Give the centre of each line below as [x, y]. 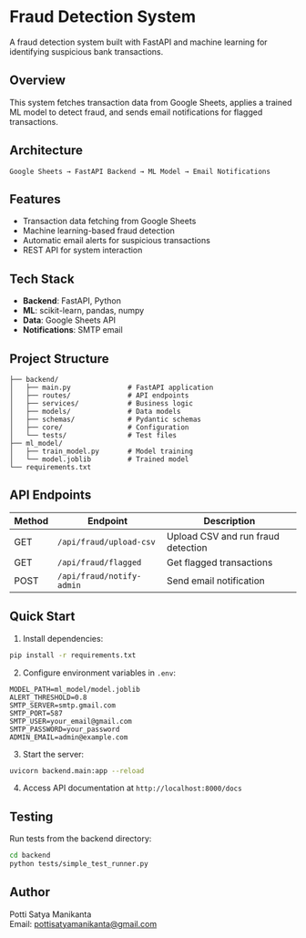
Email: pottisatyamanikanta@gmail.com [83, 923]
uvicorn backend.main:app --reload [77, 771]
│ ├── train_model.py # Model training [102, 451]
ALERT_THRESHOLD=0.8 [49, 697]
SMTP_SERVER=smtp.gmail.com [63, 705]
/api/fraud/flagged [100, 562]
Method [31, 521]
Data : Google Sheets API [69, 320]
